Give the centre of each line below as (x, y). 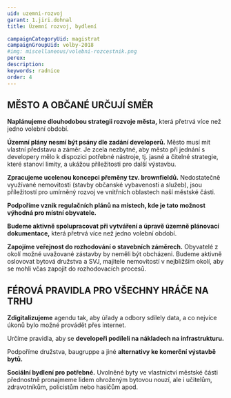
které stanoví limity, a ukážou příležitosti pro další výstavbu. (92, 164)
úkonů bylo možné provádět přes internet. (67, 325)
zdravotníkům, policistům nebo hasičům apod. (73, 387)
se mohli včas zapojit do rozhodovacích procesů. (77, 269)
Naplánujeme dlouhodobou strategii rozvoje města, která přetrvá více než (114, 122)
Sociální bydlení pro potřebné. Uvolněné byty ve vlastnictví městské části (113, 373)
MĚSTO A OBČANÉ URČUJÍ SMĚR (80, 105)
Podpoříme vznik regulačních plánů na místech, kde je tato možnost (106, 206)
